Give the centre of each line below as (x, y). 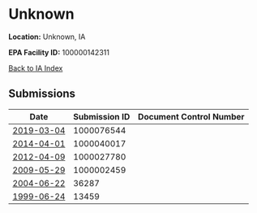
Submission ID (101, 116)
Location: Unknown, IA (47, 37)
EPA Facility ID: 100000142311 (59, 52)
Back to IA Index (36, 68)
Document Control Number (191, 116)
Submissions (42, 94)
